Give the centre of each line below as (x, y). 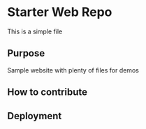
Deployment (35, 116)
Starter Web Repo (60, 12)
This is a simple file (35, 31)
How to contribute (48, 92)
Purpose (26, 53)
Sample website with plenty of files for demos (73, 70)
